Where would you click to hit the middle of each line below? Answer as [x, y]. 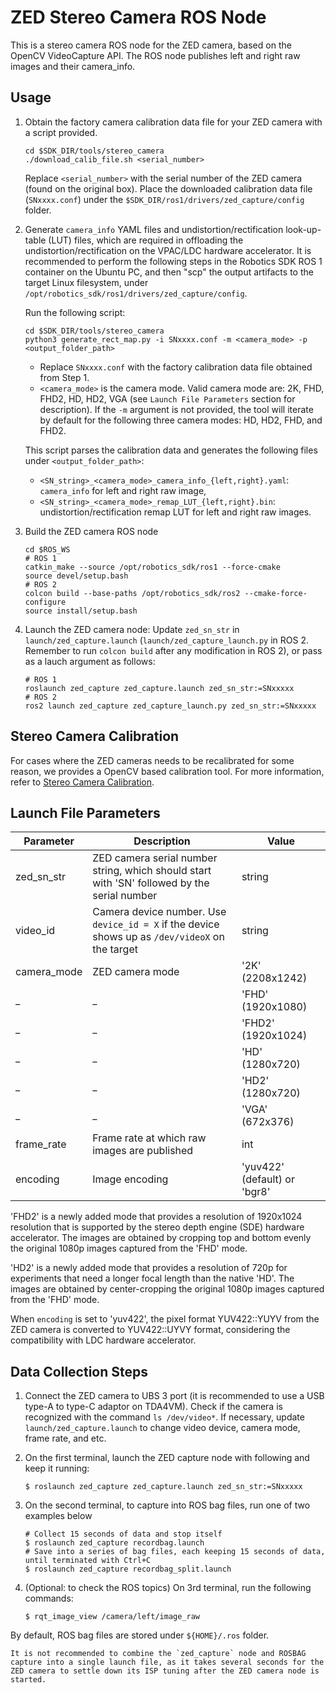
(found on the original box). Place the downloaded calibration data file [168, 188]
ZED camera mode [136, 972]
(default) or [268, 1179]
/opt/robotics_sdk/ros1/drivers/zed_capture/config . [136, 293]
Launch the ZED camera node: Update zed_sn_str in [132, 629]
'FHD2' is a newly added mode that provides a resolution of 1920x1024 [156, 1217]
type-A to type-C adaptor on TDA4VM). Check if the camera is [153, 1407]
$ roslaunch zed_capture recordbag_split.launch [128, 1569]
